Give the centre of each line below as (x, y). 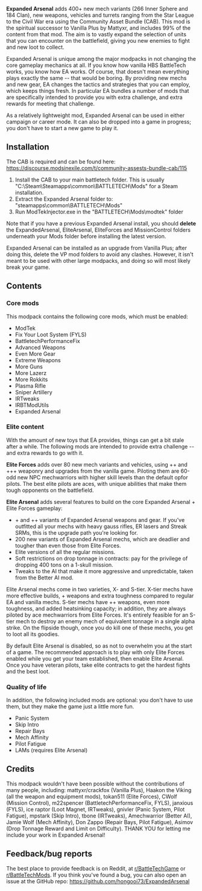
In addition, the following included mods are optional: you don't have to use (100, 700)
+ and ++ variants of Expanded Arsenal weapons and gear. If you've (100, 520)
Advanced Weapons (40, 347)
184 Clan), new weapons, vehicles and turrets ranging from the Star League (100, 15)
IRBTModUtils (32, 405)
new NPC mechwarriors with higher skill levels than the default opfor (103, 477)
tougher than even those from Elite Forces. (68, 546)
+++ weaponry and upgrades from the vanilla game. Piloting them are (93, 471)
